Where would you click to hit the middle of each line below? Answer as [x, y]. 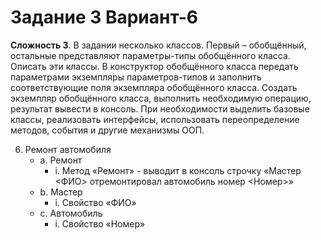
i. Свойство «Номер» [100, 223]
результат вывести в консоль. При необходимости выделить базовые [160, 108]
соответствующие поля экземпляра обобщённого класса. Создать [154, 87]
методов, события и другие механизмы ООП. [107, 130]
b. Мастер [61, 192]
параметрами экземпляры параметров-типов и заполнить [136, 77]
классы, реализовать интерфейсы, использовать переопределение [155, 119]
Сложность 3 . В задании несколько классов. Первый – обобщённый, [158, 45]
